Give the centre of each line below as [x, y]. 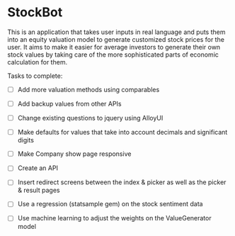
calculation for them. [38, 62]
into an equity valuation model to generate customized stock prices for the [116, 39]
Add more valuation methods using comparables [88, 89]
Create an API [38, 168]
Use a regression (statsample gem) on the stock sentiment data [110, 204]
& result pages [39, 190]
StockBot [35, 12]
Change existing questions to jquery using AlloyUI [90, 118]
